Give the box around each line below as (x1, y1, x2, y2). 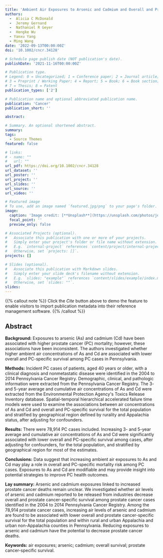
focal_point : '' (9, 217, 42, 222)
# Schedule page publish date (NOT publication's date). (5, 56, 123, 61)
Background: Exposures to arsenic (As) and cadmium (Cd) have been (5, 335, 145, 341)
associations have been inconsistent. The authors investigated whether (5, 345, 147, 351)
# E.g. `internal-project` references (5, 244, 88, 249)
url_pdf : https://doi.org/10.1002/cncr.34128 (5, 164, 98, 169)
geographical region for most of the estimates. (5, 447, 98, 453)
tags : (5, 132, 16, 137)
